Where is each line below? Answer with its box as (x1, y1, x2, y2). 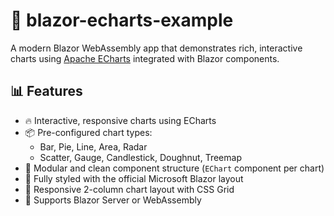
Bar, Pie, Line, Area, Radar (39, 140, 148, 153)
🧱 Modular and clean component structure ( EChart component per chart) (24, 162, 325, 174)
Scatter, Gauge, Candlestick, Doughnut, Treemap (39, 151, 242, 163)
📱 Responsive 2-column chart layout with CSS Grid (24, 183, 235, 195)
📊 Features (10, 83, 83, 100)
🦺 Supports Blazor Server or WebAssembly (24, 194, 202, 206)
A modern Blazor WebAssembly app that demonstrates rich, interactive (10, 42, 303, 54)
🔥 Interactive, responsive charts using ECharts (24, 114, 217, 126)
